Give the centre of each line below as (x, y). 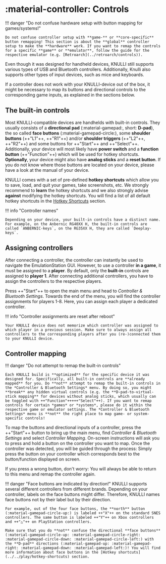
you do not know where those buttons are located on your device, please (80, 165)
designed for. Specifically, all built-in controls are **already (75, 379)
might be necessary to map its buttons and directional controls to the (76, 89)
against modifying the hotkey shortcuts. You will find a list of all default (78, 196)
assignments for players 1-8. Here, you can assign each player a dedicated (81, 301)
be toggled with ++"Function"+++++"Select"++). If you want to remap (79, 401)
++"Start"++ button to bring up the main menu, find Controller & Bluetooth (81, 433)
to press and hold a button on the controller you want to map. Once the (78, 444)
